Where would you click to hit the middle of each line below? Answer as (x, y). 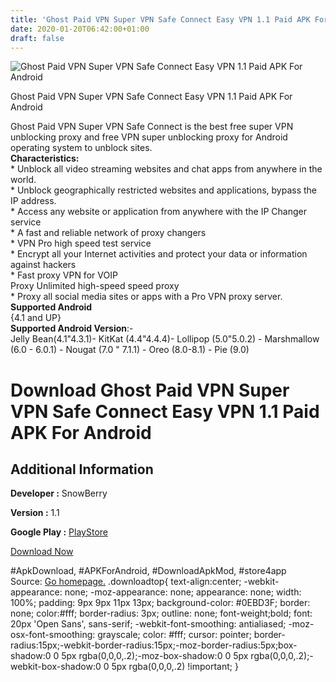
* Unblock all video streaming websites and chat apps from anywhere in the (166, 169)
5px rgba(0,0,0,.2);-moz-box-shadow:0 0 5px (155, 656)
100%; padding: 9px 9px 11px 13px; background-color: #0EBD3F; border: (160, 603)
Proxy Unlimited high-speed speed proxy (95, 286)
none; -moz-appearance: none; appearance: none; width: (183, 592)
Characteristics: (45, 158)
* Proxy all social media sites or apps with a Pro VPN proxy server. (146, 297)
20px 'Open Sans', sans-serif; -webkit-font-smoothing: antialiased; (148, 624)
